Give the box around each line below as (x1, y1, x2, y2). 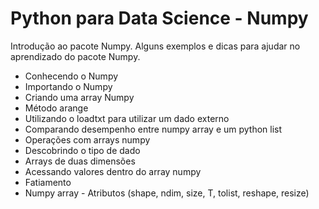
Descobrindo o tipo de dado (24, 144, 141, 156)
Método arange (24, 102, 89, 114)
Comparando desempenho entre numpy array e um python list (24, 123, 283, 135)
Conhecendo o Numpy (24, 70, 119, 82)
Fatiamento (24, 176, 72, 188)
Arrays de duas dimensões (24, 155, 136, 167)
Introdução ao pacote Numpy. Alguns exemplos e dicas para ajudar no (10, 40, 301, 52)
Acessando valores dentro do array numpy (24, 165, 202, 177)
